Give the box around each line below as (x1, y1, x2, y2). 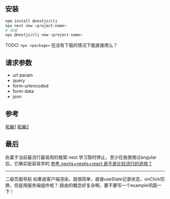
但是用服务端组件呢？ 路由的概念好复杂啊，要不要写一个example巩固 (14, 182, 157, 188)
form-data (12, 88, 34, 94)
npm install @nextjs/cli (5, 18, 58, 24)
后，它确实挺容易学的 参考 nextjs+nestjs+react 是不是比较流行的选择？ (5, 160, 153, 166)
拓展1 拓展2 (5, 123, 29, 129)
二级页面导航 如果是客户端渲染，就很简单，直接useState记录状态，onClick (5, 176, 160, 182)
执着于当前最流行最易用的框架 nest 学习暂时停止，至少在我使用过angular (5, 154, 157, 160)
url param (12, 72, 33, 78)
